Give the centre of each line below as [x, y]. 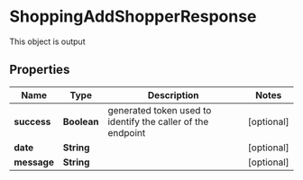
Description [173, 94]
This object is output [47, 41]
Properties [40, 70]
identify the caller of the [158, 121]
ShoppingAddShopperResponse [133, 17]
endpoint [127, 132]
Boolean [81, 121]
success [32, 121]
